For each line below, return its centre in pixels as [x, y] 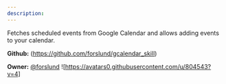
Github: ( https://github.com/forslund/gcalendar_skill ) [82, 53]
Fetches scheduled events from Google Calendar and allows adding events [113, 33]
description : [26, 13]
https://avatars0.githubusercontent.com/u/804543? [138, 66]
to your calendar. [31, 40]
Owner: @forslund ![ [36, 66]
